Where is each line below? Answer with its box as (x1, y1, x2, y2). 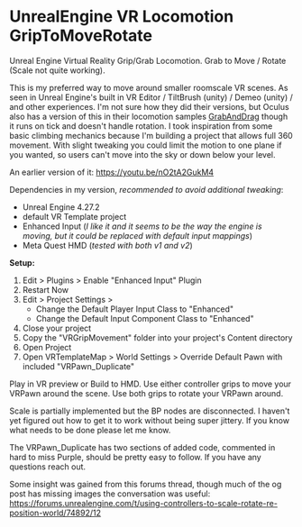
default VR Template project (22, 211, 127, 222)
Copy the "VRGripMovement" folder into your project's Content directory (22, 332, 293, 343)
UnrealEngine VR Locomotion (9, 6, 234, 27)
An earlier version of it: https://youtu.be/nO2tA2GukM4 (9, 167, 215, 177)
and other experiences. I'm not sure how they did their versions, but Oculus (9, 101, 290, 112)
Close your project (22, 323, 92, 333)
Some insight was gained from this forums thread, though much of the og (9, 478, 282, 489)
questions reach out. (9, 461, 87, 472)
